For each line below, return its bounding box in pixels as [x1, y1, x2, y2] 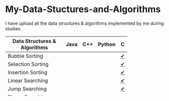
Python [97, 40, 116, 47]
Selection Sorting [8, 61, 49, 68]
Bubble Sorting [8, 52, 43, 59]
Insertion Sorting [8, 69, 47, 76]
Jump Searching [8, 85, 47, 92]
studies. [5, 25, 22, 31]
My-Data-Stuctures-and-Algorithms [5, 4, 161, 15]
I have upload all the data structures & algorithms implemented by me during [5, 20, 164, 26]
